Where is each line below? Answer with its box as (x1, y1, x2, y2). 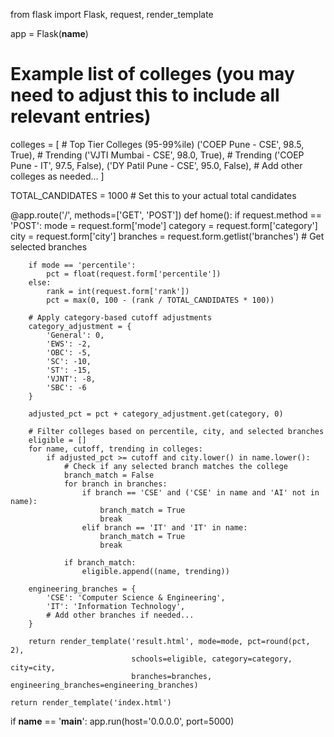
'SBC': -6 (46, 382, 87, 393)
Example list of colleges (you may (10, 63, 295, 86)
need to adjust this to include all (10, 84, 280, 107)
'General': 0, (46, 330, 105, 340)
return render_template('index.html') (10, 697, 172, 708)
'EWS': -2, (46, 339, 92, 349)
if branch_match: (63, 557, 137, 568)
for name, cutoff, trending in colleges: (28, 444, 203, 454)
